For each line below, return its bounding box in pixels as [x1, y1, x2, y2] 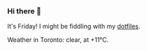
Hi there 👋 [7, 6, 42, 16]
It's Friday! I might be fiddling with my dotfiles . [7, 22, 141, 31]
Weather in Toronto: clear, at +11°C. [7, 36, 109, 44]
